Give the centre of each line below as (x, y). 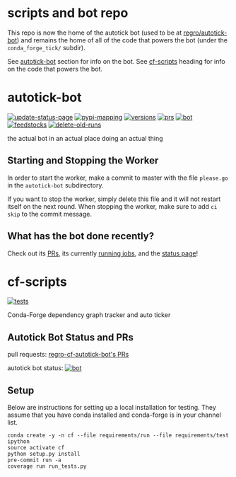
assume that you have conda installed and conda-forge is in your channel (114, 415)
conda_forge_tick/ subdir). (47, 47)
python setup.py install (44, 454)
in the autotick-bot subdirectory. (55, 185)
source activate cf (36, 448)
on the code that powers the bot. (55, 69)
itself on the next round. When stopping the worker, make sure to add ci (112, 206)
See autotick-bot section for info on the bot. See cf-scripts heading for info (116, 61)
